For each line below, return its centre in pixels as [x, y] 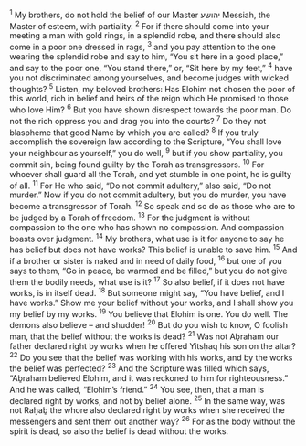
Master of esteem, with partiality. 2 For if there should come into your [139, 25]
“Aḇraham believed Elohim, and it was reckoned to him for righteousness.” [149, 378]
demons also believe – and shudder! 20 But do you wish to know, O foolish [148, 324]
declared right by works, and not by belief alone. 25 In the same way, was [148, 399]
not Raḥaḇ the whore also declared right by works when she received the [147, 410]
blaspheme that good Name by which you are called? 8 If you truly [134, 132]
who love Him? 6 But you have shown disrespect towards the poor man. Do [151, 109]
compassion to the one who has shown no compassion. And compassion [147, 227]
